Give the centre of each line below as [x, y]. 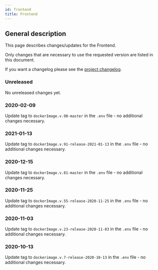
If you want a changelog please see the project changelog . [64, 69]
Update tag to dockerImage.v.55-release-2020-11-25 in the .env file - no [77, 201]
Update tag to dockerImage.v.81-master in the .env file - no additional [74, 172]
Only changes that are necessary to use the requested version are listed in [79, 55]
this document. [20, 60]
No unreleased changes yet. [33, 92]
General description [36, 34]
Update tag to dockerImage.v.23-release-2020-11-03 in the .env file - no [77, 229]
